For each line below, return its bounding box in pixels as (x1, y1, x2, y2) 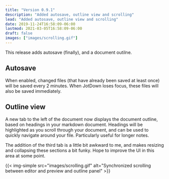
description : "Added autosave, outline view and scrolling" (5, 12, 135, 17)
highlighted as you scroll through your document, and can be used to (5, 127, 149, 133)
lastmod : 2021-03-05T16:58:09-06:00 (5, 26, 82, 31)
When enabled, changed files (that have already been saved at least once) (5, 77, 160, 83)
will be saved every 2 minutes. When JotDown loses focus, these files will (5, 83, 159, 89)
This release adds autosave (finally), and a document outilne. (5, 49, 132, 55)
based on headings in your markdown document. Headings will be (5, 122, 143, 128)
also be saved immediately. (5, 88, 62, 94)
